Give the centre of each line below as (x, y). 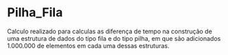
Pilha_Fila (35, 13)
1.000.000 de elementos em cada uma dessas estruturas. (88, 45)
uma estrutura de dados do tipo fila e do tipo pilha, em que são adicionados (114, 38)
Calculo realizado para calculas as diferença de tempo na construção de (110, 31)
